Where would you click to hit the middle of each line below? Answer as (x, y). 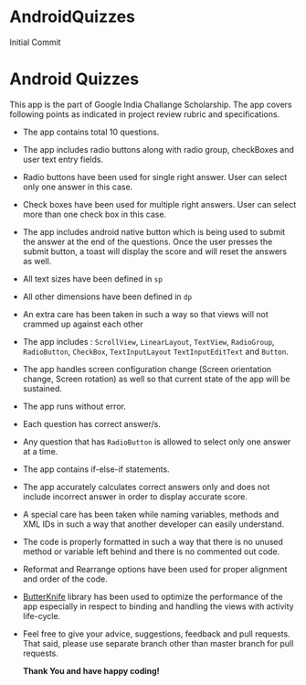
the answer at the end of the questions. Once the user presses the (148, 241)
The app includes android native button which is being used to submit (154, 231)
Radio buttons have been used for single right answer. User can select (155, 177)
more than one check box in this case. (95, 214)
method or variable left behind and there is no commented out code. (151, 551)
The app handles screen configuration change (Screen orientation (147, 369)
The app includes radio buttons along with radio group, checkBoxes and (158, 149)
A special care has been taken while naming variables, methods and (151, 514)
